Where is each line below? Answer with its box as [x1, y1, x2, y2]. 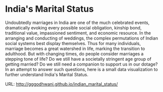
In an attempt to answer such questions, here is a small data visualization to [5, 66, 158, 72]
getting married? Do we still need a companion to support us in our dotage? [5, 61, 158, 67]
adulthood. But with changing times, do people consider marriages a [5, 50, 144, 57]
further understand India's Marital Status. [5, 71, 88, 77]
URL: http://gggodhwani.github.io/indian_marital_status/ [5, 81, 118, 87]
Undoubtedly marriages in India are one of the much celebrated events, [5, 20, 150, 25]
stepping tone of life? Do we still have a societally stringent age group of [5, 56, 152, 62]
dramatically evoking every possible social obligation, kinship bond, [5, 24, 142, 30]
